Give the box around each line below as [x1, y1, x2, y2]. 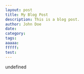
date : [5, 26, 17, 31]
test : [5, 50, 17, 55]
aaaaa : [5, 41, 19, 46]
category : [5, 31, 26, 36]
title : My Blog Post [5, 12, 49, 17]
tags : [5, 36, 17, 41]
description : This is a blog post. [5, 17, 80, 22]
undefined [5, 64, 27, 70]
